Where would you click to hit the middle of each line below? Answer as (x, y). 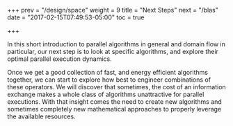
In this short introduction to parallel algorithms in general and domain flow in (116, 44)
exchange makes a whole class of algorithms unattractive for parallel (106, 94)
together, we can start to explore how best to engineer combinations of (109, 80)
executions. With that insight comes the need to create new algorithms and (115, 102)
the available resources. (41, 116)
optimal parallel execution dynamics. (60, 59)
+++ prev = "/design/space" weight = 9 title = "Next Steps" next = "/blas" (113, 10)
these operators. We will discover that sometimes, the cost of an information (116, 87)
